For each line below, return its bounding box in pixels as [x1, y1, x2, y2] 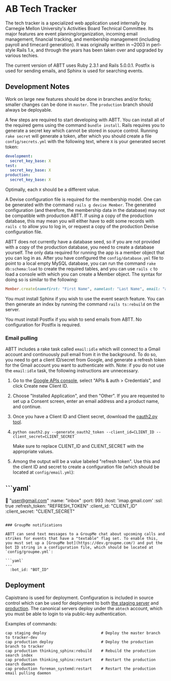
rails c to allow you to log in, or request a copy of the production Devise [5, 224, 159, 229]
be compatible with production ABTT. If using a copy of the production [5, 212, 153, 219]
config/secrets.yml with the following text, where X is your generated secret [5, 138, 165, 144]
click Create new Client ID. [12, 383, 68, 389]
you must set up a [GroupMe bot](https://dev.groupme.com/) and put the [5, 540, 163, 546]
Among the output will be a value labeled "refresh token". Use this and [12, 458, 160, 465]
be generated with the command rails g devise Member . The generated [5, 202, 156, 208]
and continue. [12, 403, 42, 410]
